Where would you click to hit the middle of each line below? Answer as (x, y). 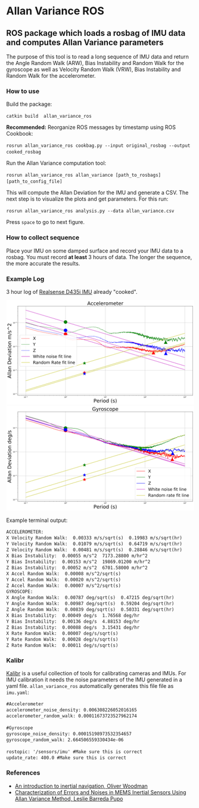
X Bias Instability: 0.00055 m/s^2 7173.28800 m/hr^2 (77, 556)
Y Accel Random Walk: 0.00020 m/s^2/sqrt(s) (63, 580)
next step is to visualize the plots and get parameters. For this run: (87, 199)
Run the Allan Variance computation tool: (56, 163)
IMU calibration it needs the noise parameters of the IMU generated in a (94, 680)
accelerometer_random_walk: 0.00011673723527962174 (71, 716)
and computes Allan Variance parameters (85, 42)
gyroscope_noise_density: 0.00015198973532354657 (69, 734)
